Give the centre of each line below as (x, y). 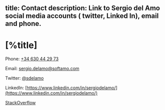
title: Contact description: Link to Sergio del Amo (82, 8)
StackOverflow (20, 103)
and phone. (23, 24)
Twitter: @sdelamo (24, 78)
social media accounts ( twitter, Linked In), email (82, 16)
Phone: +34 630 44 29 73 (32, 59)
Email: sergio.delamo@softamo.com (42, 69)
